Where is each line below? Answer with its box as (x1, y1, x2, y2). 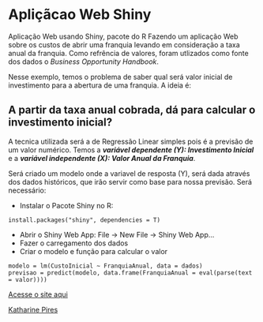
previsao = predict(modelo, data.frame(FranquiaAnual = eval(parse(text (8, 268, 253, 277)
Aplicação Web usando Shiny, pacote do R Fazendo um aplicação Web (8, 32, 239, 41)
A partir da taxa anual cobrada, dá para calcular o (8, 103, 256, 117)
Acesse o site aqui (8, 290, 69, 299)
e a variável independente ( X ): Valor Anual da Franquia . (8, 153, 196, 163)
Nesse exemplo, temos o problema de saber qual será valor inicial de (8, 72, 233, 81)
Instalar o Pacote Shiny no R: (19, 200, 114, 210)
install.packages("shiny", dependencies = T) (8, 215, 160, 224)
